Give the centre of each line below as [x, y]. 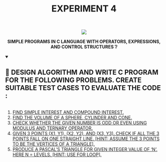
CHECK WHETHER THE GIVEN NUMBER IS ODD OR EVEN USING [79, 123]
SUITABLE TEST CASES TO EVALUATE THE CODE [83, 88]
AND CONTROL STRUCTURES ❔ [84, 47]
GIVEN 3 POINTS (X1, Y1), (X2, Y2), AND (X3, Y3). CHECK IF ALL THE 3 [86, 133]
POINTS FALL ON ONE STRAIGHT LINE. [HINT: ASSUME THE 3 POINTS [86, 139]
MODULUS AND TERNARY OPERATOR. [52, 128]
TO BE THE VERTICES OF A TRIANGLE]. [53, 144]
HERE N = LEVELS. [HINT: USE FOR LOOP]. [57, 155]
